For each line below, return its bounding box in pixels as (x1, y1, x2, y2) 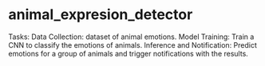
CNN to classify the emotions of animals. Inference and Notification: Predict (8, 40, 258, 49)
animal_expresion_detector (8, 6, 193, 24)
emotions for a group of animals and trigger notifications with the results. (8, 49, 249, 58)
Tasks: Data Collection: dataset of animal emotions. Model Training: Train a (8, 32, 255, 41)
